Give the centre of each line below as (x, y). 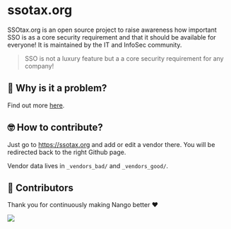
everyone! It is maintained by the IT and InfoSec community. (95, 45)
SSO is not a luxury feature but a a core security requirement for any (124, 58)
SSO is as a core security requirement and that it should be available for (112, 37)
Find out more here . (36, 105)
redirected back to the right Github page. (67, 152)
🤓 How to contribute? (55, 128)
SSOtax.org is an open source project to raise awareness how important (112, 30)
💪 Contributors (41, 188)
